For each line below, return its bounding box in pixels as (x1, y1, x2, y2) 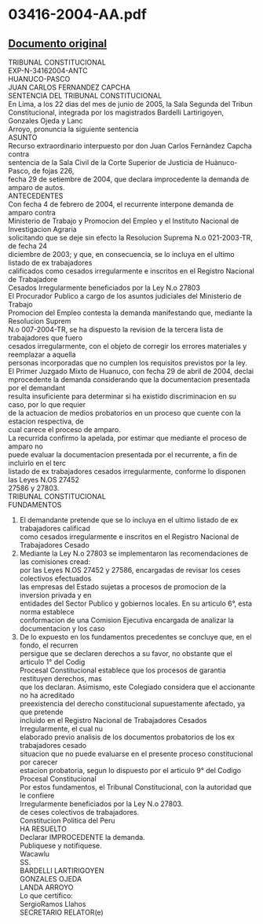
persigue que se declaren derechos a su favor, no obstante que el (19, 649, 233, 658)
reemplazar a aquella (8, 350, 76, 359)
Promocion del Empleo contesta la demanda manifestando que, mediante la (8, 308, 253, 317)
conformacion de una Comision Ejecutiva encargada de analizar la (19, 615, 234, 625)
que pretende (19, 707, 64, 717)
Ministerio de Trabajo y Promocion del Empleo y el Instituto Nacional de (8, 216, 239, 225)
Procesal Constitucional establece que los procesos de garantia (19, 665, 226, 675)
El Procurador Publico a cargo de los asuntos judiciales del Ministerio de (8, 291, 242, 300)
